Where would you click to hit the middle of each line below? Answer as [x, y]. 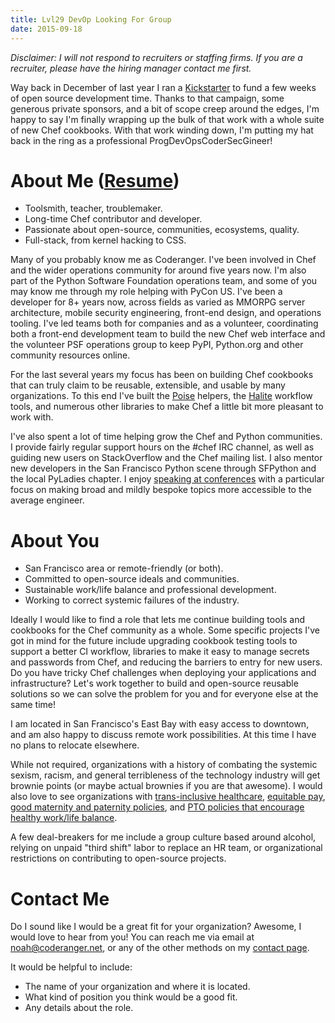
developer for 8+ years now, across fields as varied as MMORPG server [158, 302]
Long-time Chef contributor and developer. [113, 219]
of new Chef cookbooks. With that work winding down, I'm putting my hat [162, 130]
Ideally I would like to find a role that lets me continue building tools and [157, 620]
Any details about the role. [79, 1008]
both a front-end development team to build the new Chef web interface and [168, 334]
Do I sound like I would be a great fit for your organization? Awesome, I [156, 927]
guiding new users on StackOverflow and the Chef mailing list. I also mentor [166, 458]
